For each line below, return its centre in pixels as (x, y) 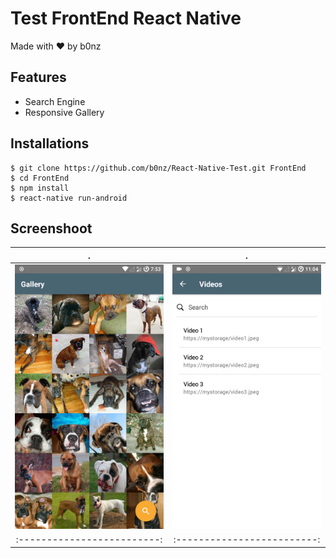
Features (38, 77)
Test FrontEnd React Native (126, 18)
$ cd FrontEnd (40, 178)
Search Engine (55, 101)
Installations (50, 143)
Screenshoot (51, 228)
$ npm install (40, 188)
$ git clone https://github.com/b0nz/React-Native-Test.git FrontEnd (158, 168)
